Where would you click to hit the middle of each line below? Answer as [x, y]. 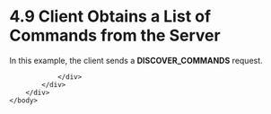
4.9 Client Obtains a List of [110, 17]
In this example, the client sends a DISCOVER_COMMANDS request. [136, 60]
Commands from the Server [115, 35]
